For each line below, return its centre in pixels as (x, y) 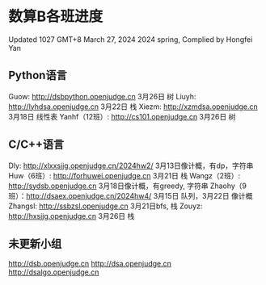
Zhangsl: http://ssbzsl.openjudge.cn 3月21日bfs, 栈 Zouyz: (106, 206)
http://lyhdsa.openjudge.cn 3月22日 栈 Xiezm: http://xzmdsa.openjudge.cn (133, 107)
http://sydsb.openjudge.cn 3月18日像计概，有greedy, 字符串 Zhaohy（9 (128, 186)
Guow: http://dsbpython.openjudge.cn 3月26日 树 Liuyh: (102, 96)
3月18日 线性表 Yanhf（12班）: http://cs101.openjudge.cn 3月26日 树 (122, 116)
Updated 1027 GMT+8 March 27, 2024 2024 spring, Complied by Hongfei (131, 39)
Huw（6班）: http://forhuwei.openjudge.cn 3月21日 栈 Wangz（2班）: (125, 175)
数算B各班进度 (56, 17)
